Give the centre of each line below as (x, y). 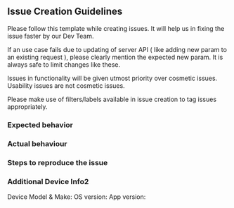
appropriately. (27, 106)
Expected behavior (40, 124)
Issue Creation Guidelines (65, 12)
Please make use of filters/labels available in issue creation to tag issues (112, 99)
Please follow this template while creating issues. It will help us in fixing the (116, 28)
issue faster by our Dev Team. (51, 36)
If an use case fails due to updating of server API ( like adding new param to (117, 49)
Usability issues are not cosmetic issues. (66, 85)
